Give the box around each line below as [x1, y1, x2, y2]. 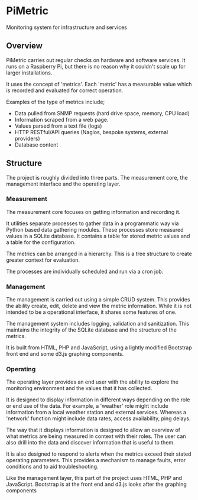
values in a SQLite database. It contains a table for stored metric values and [6, 232, 190, 239]
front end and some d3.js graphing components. [6, 350, 124, 358]
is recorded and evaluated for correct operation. [6, 87, 124, 94]
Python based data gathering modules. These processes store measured [6, 226, 184, 233]
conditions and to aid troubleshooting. [6, 463, 99, 470]
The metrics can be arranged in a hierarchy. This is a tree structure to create [6, 250, 192, 257]
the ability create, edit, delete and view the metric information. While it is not [6, 303, 192, 310]
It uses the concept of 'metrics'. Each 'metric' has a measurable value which [6, 80, 192, 87]
